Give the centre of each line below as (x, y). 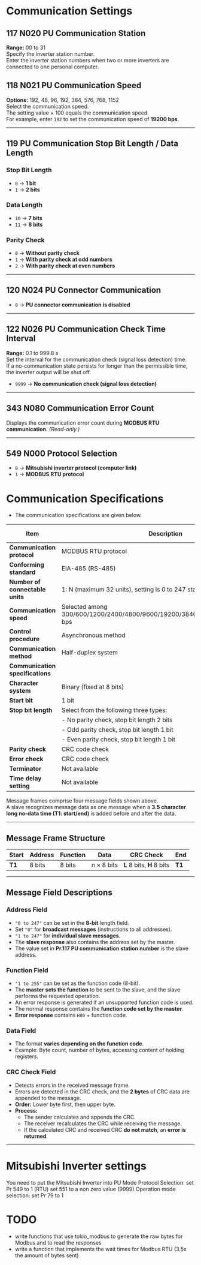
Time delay (25, 779)
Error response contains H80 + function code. (71, 1015)
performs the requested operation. (57, 996)
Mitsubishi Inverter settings (76, 1166)
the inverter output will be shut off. (49, 372)
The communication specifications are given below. (78, 515)
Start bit (21, 701)
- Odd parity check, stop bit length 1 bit (117, 730)
